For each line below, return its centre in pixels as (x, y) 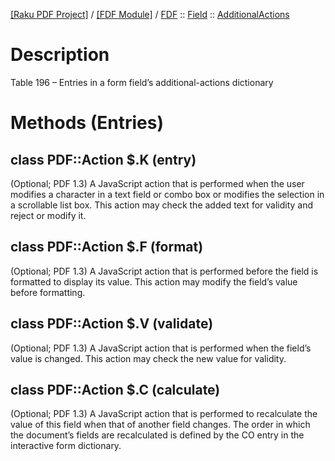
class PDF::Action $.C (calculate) (115, 389)
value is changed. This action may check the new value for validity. (148, 358)
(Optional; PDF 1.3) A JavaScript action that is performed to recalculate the (164, 414)
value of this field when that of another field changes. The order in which (160, 425)
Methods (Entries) (87, 123)
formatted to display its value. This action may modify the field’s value (154, 281)
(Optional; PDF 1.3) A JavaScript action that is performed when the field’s (161, 348)
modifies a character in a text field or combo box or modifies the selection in (167, 194)
